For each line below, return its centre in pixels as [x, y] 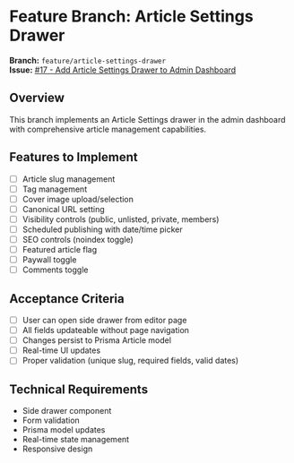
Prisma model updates [64, 430]
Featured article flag [60, 249]
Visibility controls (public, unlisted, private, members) [121, 219]
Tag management [55, 189]
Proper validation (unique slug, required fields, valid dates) [130, 361]
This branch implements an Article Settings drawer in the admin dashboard [147, 119]
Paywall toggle [49, 260]
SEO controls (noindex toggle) [78, 239]
